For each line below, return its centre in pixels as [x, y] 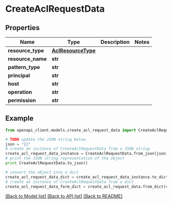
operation [20, 92]
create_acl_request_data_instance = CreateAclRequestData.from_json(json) [87, 154]
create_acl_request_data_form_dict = [46, 187]
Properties [23, 28]
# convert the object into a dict [42, 172]
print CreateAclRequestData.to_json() [47, 163]
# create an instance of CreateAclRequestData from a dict [70, 182]
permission [22, 100]
